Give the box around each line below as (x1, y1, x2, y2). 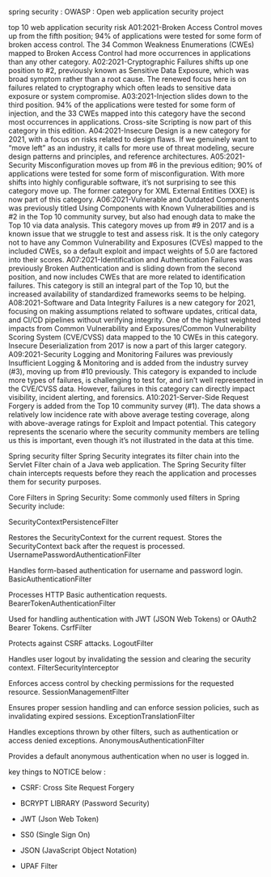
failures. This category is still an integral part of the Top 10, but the (8, 281, 229, 290)
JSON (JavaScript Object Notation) (19, 845, 138, 855)
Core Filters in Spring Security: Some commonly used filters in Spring (8, 493, 240, 502)
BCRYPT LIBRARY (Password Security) (19, 798, 150, 808)
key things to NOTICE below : (8, 767, 107, 777)
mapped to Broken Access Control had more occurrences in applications (8, 49, 251, 57)
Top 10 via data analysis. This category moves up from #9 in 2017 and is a (8, 220, 255, 230)
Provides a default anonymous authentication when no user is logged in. (8, 751, 249, 760)
